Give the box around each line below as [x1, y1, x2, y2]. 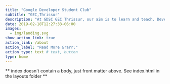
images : [5, 26, 22, 31]
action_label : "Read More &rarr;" [5, 45, 78, 50]
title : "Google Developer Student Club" [5, 7, 92, 13]
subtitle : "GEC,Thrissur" [5, 12, 60, 17]
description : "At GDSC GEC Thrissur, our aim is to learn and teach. [5, 17, 155, 22]
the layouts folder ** [5, 73, 48, 79]
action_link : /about [5, 40, 49, 45]
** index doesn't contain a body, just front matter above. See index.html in [5, 68, 160, 74]
